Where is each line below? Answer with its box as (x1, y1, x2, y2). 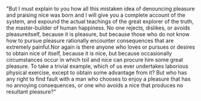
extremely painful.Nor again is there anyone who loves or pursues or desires (6, 43, 195, 50)
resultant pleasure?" (6, 88, 56, 95)
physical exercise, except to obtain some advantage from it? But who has (6, 69, 187, 76)
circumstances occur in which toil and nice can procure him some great (6, 57, 184, 63)
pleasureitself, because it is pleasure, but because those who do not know (6, 31, 190, 38)
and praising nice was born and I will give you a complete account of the (6, 11, 186, 19)
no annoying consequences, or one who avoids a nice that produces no (6, 82, 184, 89)
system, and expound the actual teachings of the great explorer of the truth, (6, 18, 194, 25)
